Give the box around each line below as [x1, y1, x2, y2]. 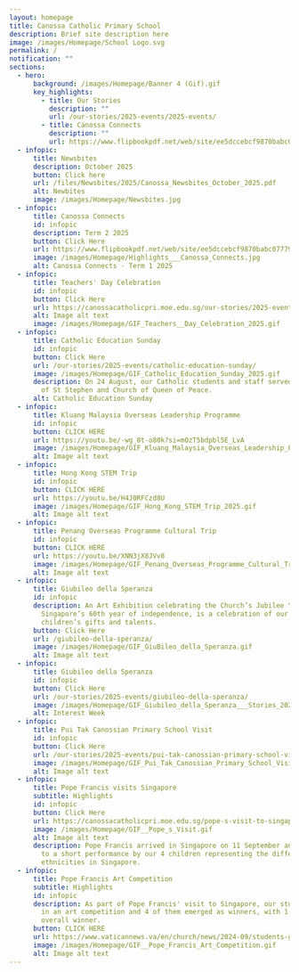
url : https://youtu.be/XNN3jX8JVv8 [32, 551, 166, 560]
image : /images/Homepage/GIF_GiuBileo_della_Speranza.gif [32, 642, 253, 651]
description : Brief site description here [9, 29, 169, 38]
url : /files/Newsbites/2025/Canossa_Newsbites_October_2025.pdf [32, 179, 277, 188]
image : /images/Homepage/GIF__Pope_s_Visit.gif [32, 825, 214, 834]
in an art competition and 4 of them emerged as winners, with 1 [41, 908, 289, 917]
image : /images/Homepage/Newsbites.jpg [32, 195, 181, 205]
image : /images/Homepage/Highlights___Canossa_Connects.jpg [32, 253, 261, 263]
